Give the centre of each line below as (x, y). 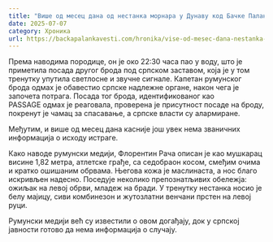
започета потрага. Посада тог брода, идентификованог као (112, 96)
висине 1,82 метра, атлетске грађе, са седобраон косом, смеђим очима (134, 162)
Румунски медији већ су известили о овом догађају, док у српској (124, 221)
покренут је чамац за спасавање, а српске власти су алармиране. (124, 114)
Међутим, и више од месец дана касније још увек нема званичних (125, 129)
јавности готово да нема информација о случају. (93, 230)
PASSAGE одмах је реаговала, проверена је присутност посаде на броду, (136, 105)
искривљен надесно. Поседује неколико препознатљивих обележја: (128, 179)
